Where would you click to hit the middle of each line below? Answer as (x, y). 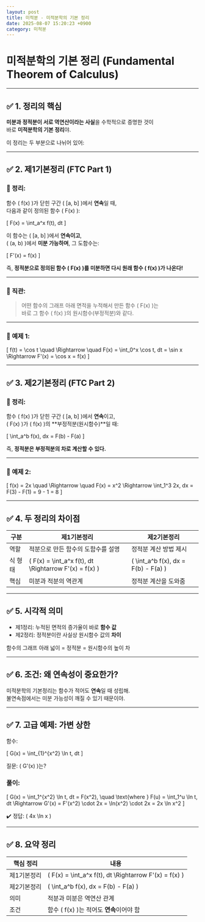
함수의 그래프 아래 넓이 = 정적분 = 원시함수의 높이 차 (68, 647)
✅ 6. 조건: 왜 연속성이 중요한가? (63, 675)
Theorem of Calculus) (63, 75)
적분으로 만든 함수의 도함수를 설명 (74, 549)
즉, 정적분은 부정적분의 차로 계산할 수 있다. (56, 448)
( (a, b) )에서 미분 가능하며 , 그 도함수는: (53, 243)
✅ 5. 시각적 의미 (35, 611)
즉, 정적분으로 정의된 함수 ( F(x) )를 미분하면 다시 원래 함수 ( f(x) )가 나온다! (95, 268)
